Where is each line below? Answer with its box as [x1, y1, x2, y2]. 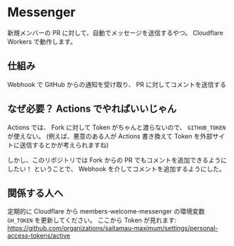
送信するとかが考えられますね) [19, 141, 110, 149]
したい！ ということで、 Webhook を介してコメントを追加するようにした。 [7, 164, 226, 173]
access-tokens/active [7, 231, 71, 240]
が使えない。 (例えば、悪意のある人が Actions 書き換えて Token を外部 [7, 131, 213, 140]
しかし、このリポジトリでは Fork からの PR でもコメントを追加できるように [7, 156, 228, 164]
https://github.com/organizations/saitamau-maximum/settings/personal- [7, 224, 218, 233]
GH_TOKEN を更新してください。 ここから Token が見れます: [7, 216, 177, 225]
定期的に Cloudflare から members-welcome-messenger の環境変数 [7, 207, 205, 216]
